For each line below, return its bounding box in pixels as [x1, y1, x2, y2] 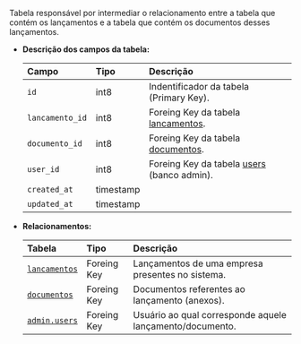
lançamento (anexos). [133, 295, 226, 306]
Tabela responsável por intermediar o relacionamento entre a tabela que [9, 8, 276, 18]
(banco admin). [149, 169, 213, 181]
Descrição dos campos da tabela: [21, 44, 150, 55]
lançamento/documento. [133, 320, 236, 332]
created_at [26, 185, 73, 194]
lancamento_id [26, 113, 88, 123]
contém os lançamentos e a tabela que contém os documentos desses [9, 17, 271, 28]
